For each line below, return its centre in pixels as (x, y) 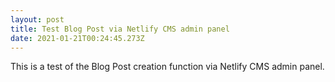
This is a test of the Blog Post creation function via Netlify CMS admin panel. (167, 67)
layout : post (37, 19)
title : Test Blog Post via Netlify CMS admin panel (120, 29)
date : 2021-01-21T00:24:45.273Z (77, 38)
